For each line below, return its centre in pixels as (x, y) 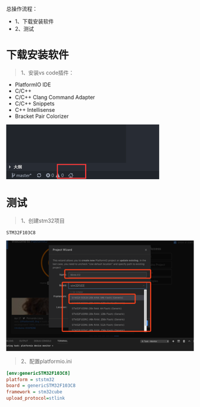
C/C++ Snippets (35, 104)
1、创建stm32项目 (43, 220)
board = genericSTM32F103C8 (41, 386)
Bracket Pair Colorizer (42, 116)
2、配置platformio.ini (46, 361)
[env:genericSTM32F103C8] (38, 373)
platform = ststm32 (30, 380)
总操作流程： (22, 9)
